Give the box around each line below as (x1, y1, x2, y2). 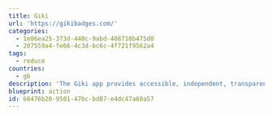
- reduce (15, 57, 45, 66)
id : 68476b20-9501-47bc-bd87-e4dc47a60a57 (8, 95, 154, 103)
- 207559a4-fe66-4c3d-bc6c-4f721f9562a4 (15, 42, 154, 50)
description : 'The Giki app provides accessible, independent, (8, 79, 227, 87)
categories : (8, 27, 49, 35)
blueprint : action (8, 87, 71, 96)
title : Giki (8, 11, 49, 20)
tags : (8, 49, 27, 57)
